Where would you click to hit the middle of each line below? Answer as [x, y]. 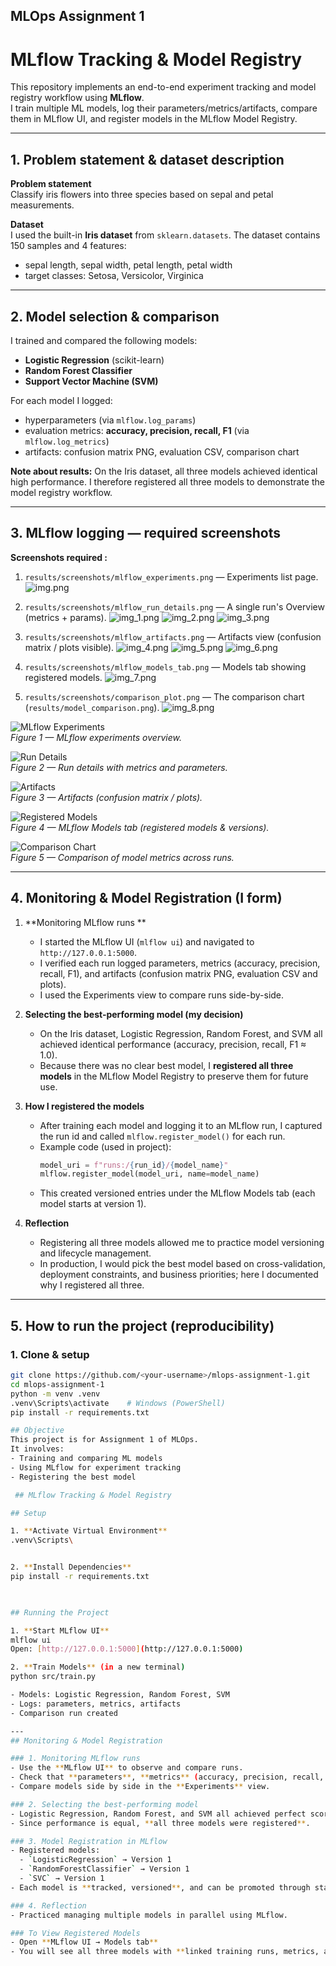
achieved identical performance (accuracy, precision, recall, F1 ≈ [173, 1044]
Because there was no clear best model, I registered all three [166, 1065]
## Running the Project [60, 1612]
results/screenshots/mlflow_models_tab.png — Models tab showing [165, 666]
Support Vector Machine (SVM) [91, 381]
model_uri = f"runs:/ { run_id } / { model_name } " [134, 1165]
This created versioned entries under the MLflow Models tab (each [177, 1193]
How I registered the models [84, 1106]
